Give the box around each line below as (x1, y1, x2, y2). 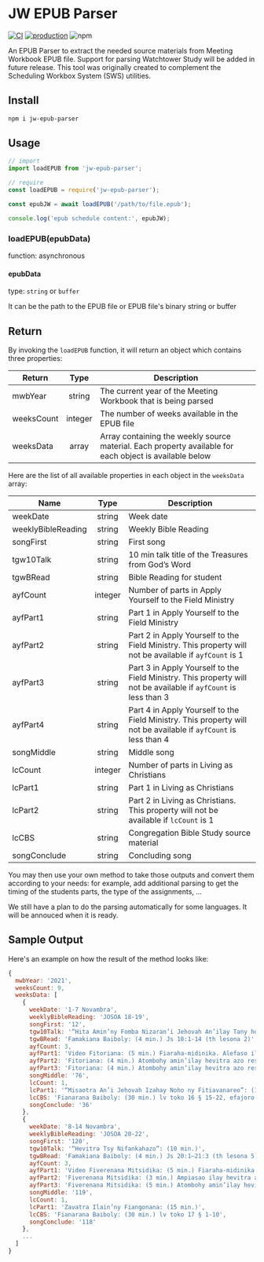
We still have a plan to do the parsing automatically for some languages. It (8, 902, 247, 911)
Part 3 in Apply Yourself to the (128, 662, 240, 673)
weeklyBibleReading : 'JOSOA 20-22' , (28, 1130, 149, 1139)
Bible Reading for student (128, 572, 222, 583)
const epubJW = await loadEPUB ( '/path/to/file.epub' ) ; (8, 200, 192, 208)
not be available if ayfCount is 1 (128, 649, 244, 660)
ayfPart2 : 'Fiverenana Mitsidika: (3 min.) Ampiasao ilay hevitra (28, 1174, 251, 1182)
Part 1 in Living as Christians (128, 782, 234, 793)
